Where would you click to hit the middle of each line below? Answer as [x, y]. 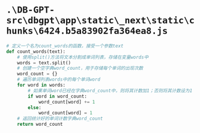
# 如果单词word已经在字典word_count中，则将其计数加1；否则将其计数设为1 [110, 91]
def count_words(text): [36, 51]
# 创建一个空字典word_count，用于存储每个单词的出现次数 [80, 68]
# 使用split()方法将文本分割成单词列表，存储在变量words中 [83, 57]
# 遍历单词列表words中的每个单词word [59, 79]
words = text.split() [44, 63]
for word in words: [41, 85]
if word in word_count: [57, 96]
